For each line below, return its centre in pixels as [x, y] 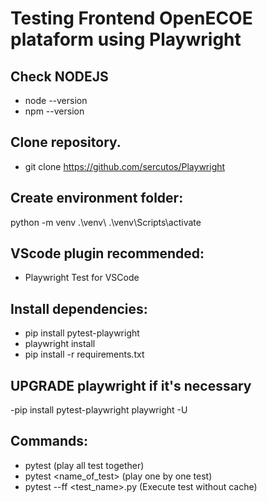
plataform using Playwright [126, 39]
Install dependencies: [79, 308]
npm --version [54, 111]
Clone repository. [66, 142]
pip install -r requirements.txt [84, 354]
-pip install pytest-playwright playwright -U [99, 410]
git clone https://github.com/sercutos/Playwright [125, 166]
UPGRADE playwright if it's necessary [131, 385]
